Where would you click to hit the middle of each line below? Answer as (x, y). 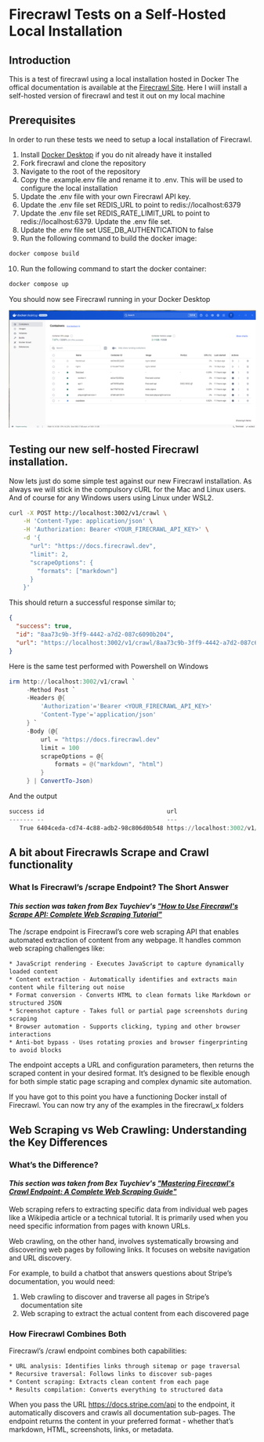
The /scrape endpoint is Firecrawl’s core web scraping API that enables (124, 932)
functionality (41, 865)
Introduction (40, 60)
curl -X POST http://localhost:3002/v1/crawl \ (88, 513)
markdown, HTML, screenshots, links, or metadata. (91, 1429)
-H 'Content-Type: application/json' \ (88, 521)
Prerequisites (42, 121)
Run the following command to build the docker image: (108, 238)
